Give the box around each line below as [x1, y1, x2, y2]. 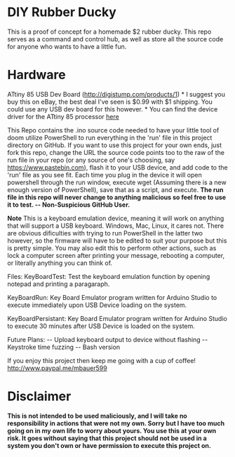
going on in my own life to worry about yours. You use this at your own [7, 426, 217, 435]
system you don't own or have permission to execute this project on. [7, 441, 212, 449]
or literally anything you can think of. [7, 259, 113, 267]
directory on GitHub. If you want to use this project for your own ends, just [7, 141, 222, 149]
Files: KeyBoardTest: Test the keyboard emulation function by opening [7, 272, 210, 280]
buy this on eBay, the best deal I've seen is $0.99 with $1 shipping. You [7, 97, 213, 106]
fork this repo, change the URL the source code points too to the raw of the [7, 148, 224, 156]
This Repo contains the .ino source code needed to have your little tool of [7, 125, 220, 134]
